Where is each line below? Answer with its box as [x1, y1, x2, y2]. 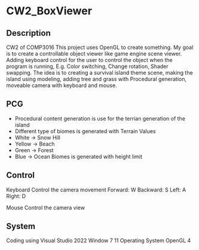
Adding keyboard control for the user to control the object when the [6, 57, 173, 63]
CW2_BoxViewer [6, 4, 93, 18]
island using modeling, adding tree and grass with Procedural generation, [6, 76, 187, 82]
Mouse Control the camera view [6, 204, 85, 211]
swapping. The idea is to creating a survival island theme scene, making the [6, 69, 193, 76]
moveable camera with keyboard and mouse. [6, 82, 118, 89]
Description [6, 28, 51, 38]
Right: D [6, 192, 26, 199]
